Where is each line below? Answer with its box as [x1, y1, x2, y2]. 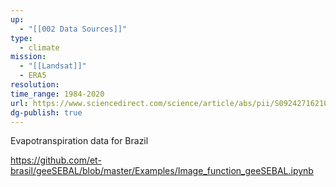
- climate [19, 42, 60, 53]
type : [10, 33, 33, 43]
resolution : [10, 80, 60, 90]
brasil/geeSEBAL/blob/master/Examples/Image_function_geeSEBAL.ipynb [10, 165, 314, 177]
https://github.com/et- [10, 154, 102, 166]
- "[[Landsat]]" [19, 61, 87, 71]
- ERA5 [19, 71, 47, 81]
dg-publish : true [10, 107, 83, 118]
